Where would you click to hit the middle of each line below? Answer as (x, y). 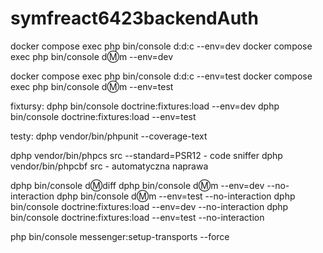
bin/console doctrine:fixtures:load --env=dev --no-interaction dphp (149, 206)
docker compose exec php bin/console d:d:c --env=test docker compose (161, 76)
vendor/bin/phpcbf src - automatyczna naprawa (109, 166)
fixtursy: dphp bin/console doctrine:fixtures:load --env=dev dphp (145, 106)
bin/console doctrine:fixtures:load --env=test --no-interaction (137, 217)
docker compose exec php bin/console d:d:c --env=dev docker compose (161, 46)
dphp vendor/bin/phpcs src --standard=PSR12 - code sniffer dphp (146, 155)
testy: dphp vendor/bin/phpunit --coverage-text (109, 136)
